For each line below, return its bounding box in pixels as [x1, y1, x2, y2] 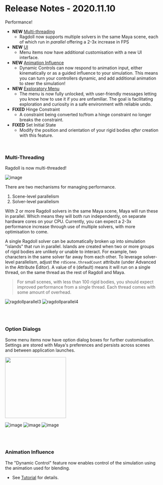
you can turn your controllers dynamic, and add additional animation [19, 75, 157, 81]
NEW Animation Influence [12, 60, 64, 65]
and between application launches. [5, 347, 75, 353]
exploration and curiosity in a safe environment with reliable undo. [19, 101, 152, 107]
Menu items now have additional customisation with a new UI [19, 49, 142, 55]
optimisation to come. [5, 229, 49, 235]
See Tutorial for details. [12, 474, 59, 480]
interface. [19, 54, 39, 60]
